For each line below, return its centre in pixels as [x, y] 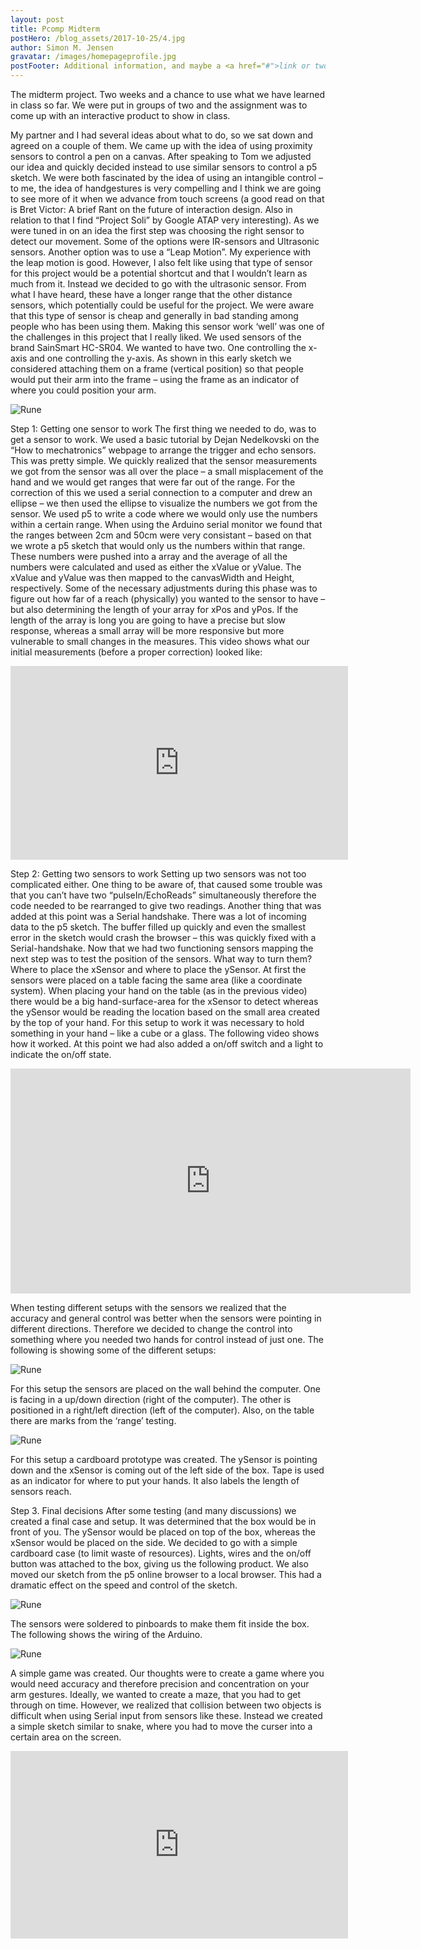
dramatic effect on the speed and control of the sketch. [124, 1585]
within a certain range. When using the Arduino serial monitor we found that [166, 524]
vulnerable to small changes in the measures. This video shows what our [160, 641]
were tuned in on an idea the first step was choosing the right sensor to [157, 230]
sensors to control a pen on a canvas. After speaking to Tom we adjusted [161, 156]
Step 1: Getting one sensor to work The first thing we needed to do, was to [163, 429]
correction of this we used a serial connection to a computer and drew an [161, 492]
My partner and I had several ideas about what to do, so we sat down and [162, 135]
